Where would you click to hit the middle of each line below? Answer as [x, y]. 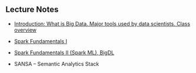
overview [25, 30]
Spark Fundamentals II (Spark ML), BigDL [64, 53]
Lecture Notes [32, 10]
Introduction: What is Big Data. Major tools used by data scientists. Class [102, 23]
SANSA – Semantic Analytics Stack [57, 64]
